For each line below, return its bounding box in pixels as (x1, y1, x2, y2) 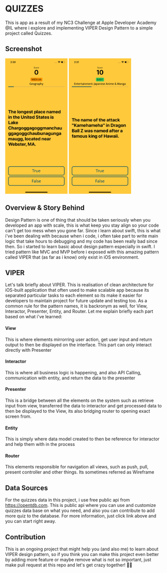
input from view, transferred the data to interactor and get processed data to (5, 402, 162, 408)
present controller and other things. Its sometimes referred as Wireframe (5, 469, 155, 475)
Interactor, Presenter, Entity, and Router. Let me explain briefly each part (5, 308, 154, 314)
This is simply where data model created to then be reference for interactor (5, 436, 160, 442)
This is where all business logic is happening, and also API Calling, (5, 369, 142, 375)
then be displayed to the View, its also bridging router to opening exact (5, 408, 151, 414)
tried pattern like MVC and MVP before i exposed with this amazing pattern (5, 249, 160, 255)
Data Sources (5, 483, 48, 492)
